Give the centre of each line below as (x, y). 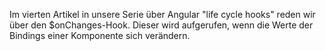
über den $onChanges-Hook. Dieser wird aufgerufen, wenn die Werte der (161, 25)
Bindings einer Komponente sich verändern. (100, 35)
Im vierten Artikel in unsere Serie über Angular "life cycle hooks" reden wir (162, 14)
